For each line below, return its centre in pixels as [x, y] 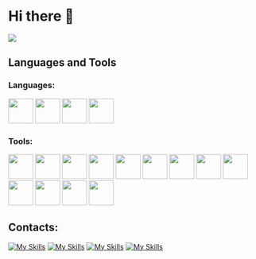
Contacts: [33, 228]
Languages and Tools [62, 63]
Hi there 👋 [41, 16]
